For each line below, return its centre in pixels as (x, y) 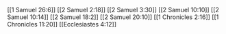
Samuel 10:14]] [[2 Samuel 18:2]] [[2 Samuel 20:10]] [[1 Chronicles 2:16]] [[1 (113, 17)
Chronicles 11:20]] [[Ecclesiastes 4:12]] (62, 24)
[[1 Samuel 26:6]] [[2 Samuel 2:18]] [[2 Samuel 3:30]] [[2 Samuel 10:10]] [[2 (113, 10)
